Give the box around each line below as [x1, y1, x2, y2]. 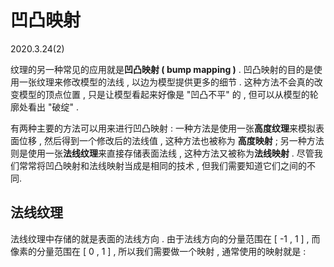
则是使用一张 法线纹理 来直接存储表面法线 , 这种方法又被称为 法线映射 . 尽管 [10, 147, 315, 159]
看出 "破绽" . [27, 101, 79, 113]
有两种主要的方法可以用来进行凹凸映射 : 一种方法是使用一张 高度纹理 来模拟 [10, 122, 316, 134]
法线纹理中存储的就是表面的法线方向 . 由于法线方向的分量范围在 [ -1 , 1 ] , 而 [10, 232, 321, 245]
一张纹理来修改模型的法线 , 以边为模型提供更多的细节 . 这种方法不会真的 [18, 76, 315, 88]
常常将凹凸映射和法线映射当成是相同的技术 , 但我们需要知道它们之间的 [18, 159, 307, 171]
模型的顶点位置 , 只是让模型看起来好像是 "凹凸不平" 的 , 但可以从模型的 [18, 88, 310, 100]
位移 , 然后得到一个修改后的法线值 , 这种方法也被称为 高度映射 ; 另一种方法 [18, 134, 325, 146]
